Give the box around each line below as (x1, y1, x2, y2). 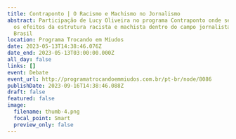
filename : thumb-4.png (13, 108, 80, 115)
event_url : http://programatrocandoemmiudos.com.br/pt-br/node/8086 (7, 75, 212, 83)
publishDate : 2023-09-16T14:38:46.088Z (7, 82, 124, 89)
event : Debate (7, 69, 49, 76)
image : (7, 102, 27, 109)
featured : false (7, 95, 55, 102)
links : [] (7, 62, 37, 69)
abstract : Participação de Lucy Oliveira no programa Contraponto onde (7, 17, 221, 24)
